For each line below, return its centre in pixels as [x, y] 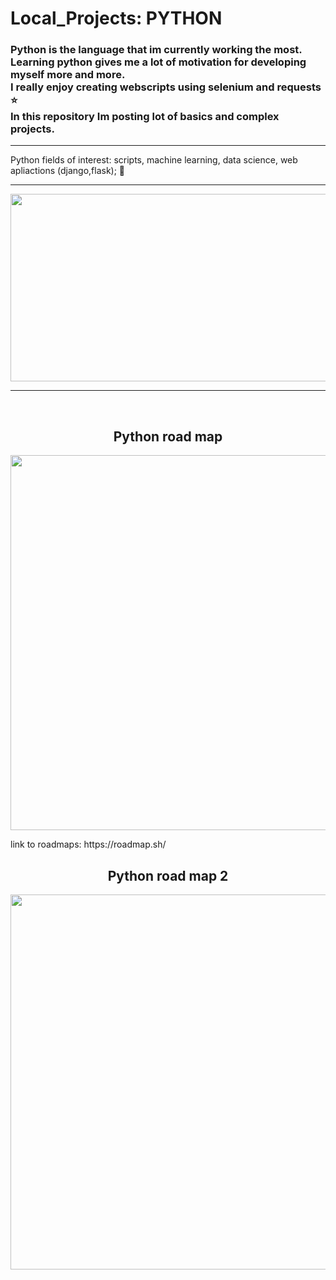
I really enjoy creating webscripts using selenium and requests [166, 87]
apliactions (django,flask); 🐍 [68, 171]
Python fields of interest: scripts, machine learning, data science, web [154, 160]
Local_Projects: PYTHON [116, 18]
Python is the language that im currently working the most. [156, 50]
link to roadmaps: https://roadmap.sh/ [88, 844]
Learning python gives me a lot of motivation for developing [158, 62]
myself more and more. [68, 75]
